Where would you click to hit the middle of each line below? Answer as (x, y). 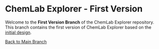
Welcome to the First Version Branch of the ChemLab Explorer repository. (80, 22)
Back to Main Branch (26, 41)
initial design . (18, 32)
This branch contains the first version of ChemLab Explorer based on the (78, 27)
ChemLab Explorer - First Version (74, 9)
